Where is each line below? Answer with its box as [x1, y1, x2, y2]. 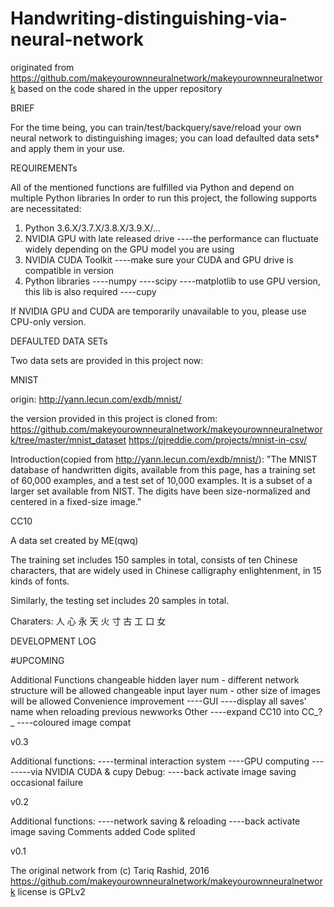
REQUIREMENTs [10, 162, 78, 174]
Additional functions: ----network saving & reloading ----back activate [10, 815, 301, 827]
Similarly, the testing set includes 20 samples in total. [10, 594, 230, 606]
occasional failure [10, 776, 84, 788]
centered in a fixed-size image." [10, 495, 142, 507]
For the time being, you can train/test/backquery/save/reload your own [10, 121, 302, 133]
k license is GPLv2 [10, 885, 86, 897]
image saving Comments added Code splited [10, 825, 196, 837]
